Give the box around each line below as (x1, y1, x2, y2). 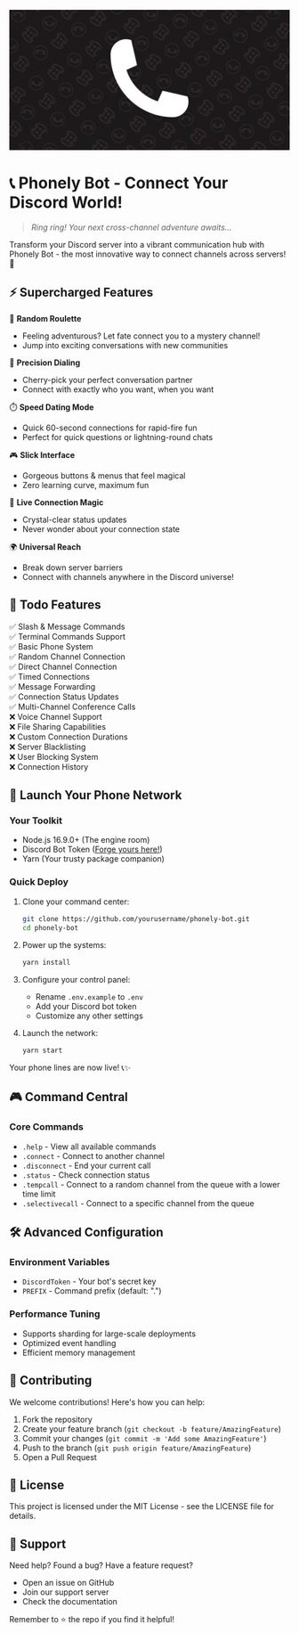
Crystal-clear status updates (21, 514, 127, 525)
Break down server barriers (21, 562, 123, 573)
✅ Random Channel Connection (9, 651, 126, 662)
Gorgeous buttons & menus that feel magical (21, 469, 186, 481)
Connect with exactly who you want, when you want (21, 384, 214, 395)
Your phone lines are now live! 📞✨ (9, 1062, 132, 1074)
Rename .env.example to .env (35, 992, 144, 1002)
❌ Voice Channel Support (9, 711, 102, 722)
